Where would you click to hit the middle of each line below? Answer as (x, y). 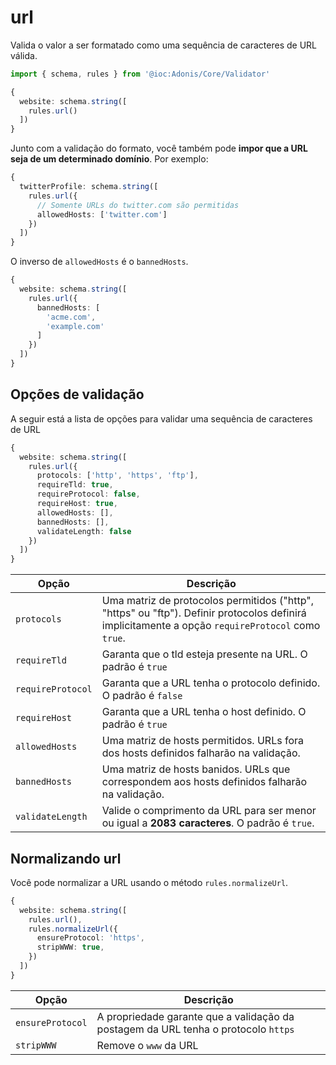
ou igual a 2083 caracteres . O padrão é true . (208, 823)
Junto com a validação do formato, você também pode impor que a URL (159, 148)
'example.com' (75, 326)
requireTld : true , (75, 485)
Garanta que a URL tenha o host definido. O (204, 712)
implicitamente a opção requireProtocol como (211, 626)
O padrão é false (142, 696)
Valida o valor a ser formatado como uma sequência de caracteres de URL (163, 45)
